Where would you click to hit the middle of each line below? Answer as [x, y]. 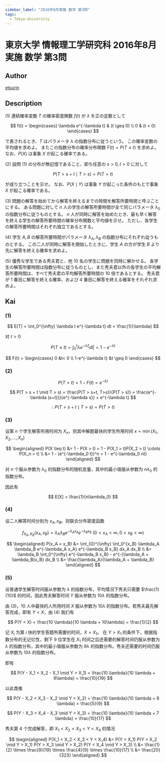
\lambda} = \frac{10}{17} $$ [83, 718]
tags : [11, 14]
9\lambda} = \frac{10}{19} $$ [83, 678]
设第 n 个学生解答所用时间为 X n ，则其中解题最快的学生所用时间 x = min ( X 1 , [82, 432]
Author [16, 76]
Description [23, 103]
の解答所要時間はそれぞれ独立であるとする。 [51, 226]
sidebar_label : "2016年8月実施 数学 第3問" [48, 10]
